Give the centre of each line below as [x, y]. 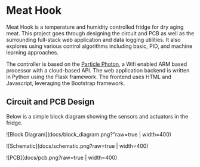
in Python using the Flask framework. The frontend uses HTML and [89, 77]
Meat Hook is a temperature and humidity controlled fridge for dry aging [95, 27]
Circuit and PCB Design [50, 102]
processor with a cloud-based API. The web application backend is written [98, 70]
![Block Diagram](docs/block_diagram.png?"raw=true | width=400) [89, 134]
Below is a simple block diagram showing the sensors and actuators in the [97, 116]
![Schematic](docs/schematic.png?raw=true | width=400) [77, 146]
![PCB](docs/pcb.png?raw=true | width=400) [62, 157]
